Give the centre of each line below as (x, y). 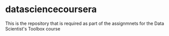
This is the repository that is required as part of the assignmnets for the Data (85, 23)
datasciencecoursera (51, 9)
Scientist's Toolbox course (33, 28)
